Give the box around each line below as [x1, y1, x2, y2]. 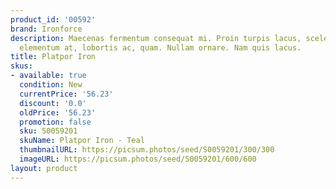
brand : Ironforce [10, 24, 83, 34]
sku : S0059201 [19, 126, 78, 136]
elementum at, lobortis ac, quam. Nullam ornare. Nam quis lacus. [19, 42, 302, 53]
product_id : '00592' [10, 14, 97, 25]
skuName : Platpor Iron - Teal [19, 136, 145, 146]
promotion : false [19, 117, 92, 127]
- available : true [10, 71, 87, 81]
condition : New [19, 80, 83, 90]
